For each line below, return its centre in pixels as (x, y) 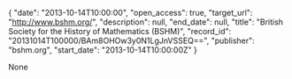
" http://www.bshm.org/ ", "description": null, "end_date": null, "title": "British (146, 22)
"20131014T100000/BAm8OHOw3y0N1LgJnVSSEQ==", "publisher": (132, 40)
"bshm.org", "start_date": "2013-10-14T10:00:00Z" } (103, 50)
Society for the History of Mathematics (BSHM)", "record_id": (120, 31)
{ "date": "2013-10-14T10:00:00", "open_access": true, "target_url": (131, 13)
